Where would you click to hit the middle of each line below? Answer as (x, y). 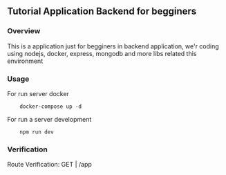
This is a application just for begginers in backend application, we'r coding (113, 46)
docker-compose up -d (50, 107)
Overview (24, 31)
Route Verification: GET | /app (49, 165)
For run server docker (38, 93)
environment (25, 61)
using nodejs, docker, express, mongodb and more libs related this (102, 53)
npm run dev (37, 132)
